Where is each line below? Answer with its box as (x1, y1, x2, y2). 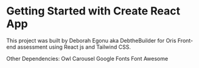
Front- (177, 37, 194, 44)
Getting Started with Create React (6, 4, 181, 18)
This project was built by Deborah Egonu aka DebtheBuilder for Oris (6, 37, 176, 44)
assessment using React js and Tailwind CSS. (17, 43, 131, 51)
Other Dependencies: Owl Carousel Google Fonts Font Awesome (6, 55, 169, 62)
